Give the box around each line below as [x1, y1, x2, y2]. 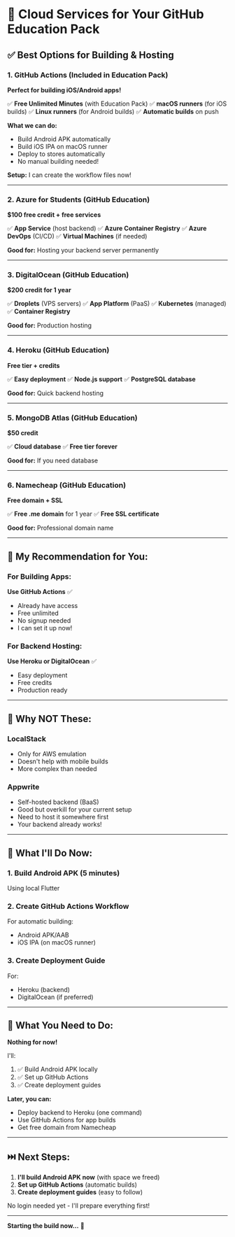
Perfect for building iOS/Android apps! [7, 85, 122, 94]
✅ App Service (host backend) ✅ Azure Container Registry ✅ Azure [7, 224, 207, 233]
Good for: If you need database [7, 456, 99, 465]
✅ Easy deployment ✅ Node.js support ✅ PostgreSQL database [7, 374, 196, 383]
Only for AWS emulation [17, 750, 87, 758]
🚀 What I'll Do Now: [7, 847, 93, 859]
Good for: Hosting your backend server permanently [7, 246, 159, 255]
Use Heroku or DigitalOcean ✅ [7, 657, 97, 665]
